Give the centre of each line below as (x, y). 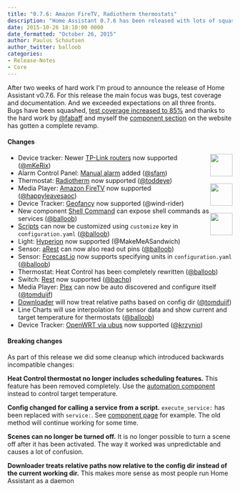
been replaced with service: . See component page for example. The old (114, 415)
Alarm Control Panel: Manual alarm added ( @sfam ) (92, 173)
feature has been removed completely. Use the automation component (111, 386)
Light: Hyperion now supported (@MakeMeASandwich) (99, 241)
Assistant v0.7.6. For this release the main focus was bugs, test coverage (115, 95)
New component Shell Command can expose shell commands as (113, 211)
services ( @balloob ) (47, 218)
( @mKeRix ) (34, 165)
